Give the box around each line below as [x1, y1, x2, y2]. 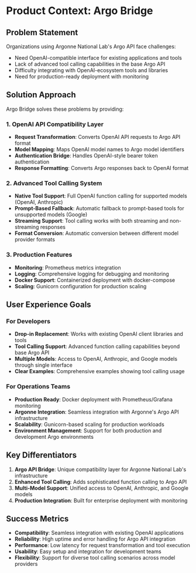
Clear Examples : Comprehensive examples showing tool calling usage [14, 368, 185, 375]
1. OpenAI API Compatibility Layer [6, 120, 104, 128]
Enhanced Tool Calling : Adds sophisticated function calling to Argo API [14, 478, 187, 485]
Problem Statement [6, 28, 78, 37]
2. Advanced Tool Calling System [6, 179, 102, 187]
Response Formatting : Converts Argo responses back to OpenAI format [14, 165, 189, 172]
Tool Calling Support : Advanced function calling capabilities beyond [14, 343, 180, 350]
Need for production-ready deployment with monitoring [14, 73, 149, 80]
